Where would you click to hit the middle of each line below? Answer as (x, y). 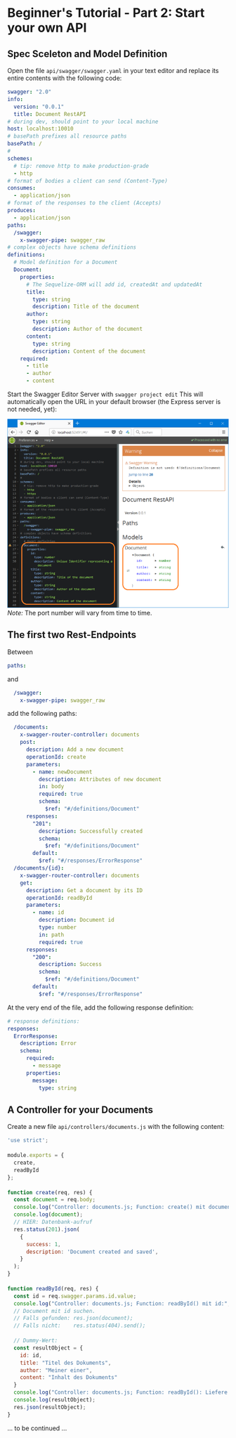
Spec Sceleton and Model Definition (87, 54)
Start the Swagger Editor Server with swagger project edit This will (105, 394)
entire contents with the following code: (65, 78)
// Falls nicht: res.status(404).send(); (80, 1326)
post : (28, 743)
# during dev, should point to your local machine (83, 122)
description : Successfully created (90, 831)
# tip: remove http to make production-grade (81, 166)
